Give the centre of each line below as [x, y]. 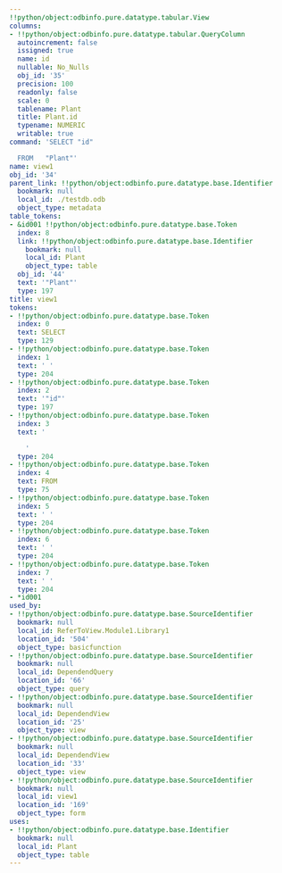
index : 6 [33, 540]
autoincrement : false [58, 42]
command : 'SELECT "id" [51, 142]
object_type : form [52, 813]
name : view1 [31, 166]
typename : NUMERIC [52, 126]
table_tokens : [36, 216]
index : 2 [33, 391]
